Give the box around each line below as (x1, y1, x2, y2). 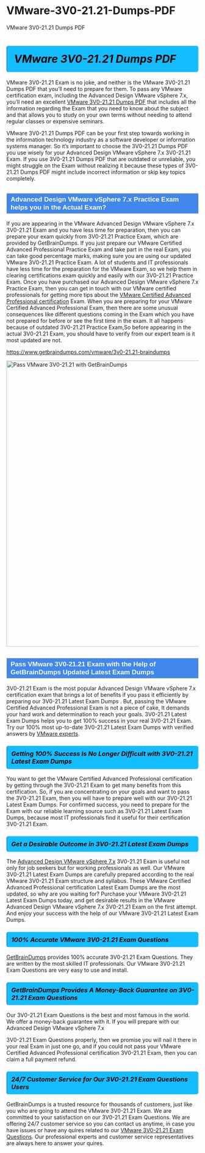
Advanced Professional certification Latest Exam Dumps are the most (6, 883, 181, 891)
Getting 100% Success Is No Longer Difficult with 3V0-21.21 (11, 749, 193, 758)
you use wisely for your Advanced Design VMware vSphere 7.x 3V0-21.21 (6, 149, 191, 156)
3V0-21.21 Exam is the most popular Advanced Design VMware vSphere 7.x (6, 684, 196, 692)
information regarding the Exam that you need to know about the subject (6, 105, 189, 112)
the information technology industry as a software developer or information (6, 136, 195, 143)
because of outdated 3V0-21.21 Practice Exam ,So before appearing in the (6, 324, 192, 331)
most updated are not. (6, 337, 62, 344)
